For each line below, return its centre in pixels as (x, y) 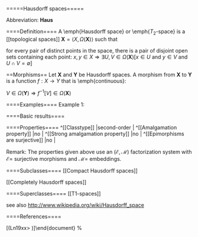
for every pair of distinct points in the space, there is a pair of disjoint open (97, 50)
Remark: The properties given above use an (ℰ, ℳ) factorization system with (99, 152)
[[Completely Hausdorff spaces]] (46, 182)
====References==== (34, 217)
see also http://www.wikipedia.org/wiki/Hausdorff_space (75, 205)
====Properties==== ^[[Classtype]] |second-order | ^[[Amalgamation (92, 128)
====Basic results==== (35, 116)
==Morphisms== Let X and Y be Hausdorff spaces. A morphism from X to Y (99, 74)
